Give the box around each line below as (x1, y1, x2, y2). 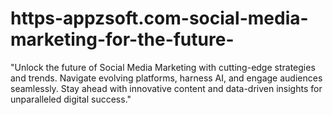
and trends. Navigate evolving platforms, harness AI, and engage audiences (10, 72, 323, 84)
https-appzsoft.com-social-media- (10, 7, 309, 30)
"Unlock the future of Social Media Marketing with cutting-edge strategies (10, 61, 316, 73)
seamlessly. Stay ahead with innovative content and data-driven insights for (10, 82, 323, 94)
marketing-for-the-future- (10, 28, 235, 51)
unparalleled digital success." (10, 93, 132, 105)
